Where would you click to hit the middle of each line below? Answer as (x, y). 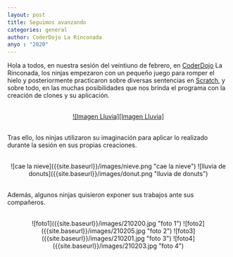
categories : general (38, 30)
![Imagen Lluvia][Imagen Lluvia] (118, 117)
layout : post (26, 15)
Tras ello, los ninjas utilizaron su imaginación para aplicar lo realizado (108, 138)
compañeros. (26, 202)
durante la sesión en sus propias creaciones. (72, 145)
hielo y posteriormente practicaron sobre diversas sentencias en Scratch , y (116, 80)
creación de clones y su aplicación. (59, 96)
